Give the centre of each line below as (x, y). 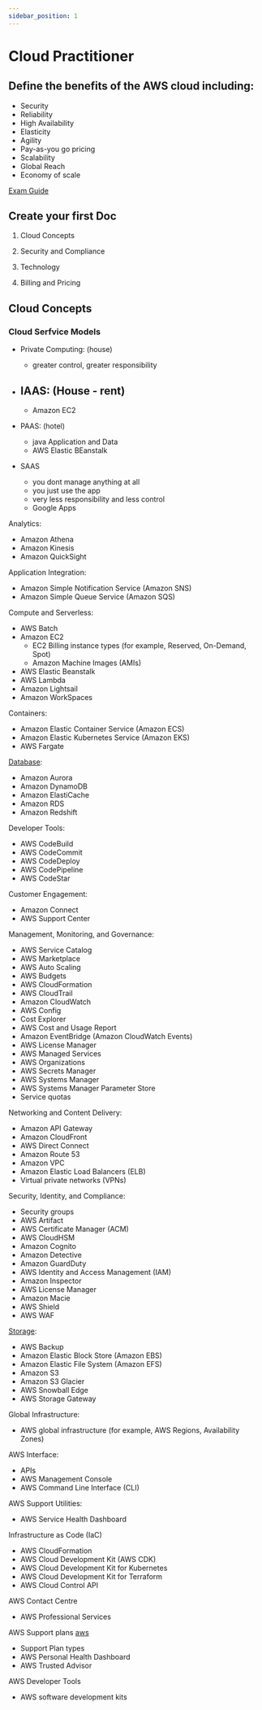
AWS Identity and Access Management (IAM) (96, 1272)
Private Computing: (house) (66, 350)
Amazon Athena (47, 539)
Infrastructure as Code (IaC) (56, 1534)
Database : (26, 762)
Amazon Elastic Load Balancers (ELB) (83, 1171)
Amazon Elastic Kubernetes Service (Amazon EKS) (105, 738)
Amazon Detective (51, 1255)
